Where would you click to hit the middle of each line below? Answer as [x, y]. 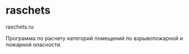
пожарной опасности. [34, 45]
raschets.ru [20, 27]
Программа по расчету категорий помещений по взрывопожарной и [94, 38]
